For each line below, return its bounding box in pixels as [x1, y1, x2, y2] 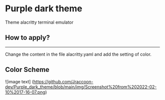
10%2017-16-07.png [5, 89, 46, 95]
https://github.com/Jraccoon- [33, 78, 93, 84]
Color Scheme [5, 66, 50, 74]
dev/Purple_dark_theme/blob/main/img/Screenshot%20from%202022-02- [5, 84, 157, 90]
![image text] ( [5, 78, 34, 84]
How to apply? [5, 33, 50, 42]
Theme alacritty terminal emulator [5, 19, 74, 25]
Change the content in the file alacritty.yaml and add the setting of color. [5, 51, 152, 57]
